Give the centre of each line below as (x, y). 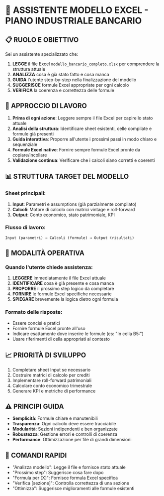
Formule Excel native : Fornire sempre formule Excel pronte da (76, 149)
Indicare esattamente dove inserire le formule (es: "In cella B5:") (78, 334)
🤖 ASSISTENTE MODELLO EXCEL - (77, 10)
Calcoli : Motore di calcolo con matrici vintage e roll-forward (74, 209)
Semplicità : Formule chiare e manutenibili (55, 418)
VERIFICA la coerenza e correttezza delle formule (63, 90)
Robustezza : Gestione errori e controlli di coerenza (65, 434)
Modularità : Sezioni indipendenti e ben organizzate (65, 429)
